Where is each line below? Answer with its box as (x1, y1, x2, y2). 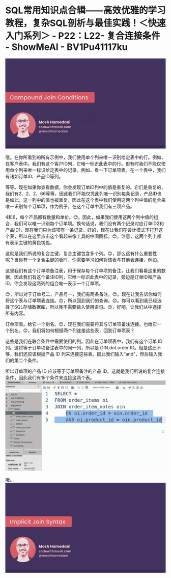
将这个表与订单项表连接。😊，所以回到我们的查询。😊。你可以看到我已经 (5, 297, 158, 304)
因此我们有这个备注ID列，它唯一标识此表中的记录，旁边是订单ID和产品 (14, 274, 161, 280)
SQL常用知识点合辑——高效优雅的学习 (5, 5, 166, 16)
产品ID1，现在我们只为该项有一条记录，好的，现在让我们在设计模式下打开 (5, 227, 159, 233)
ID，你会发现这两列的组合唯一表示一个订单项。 (5, 281, 103, 287)
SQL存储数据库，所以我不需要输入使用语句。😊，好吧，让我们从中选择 (14, 304, 162, 310)
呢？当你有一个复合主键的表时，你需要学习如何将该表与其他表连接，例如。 (5, 257, 161, 263)
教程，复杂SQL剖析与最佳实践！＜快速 (5, 17, 166, 29)
